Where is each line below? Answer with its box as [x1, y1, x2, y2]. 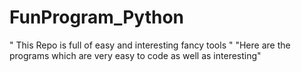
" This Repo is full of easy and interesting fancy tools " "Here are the [9, 39, 291, 51]
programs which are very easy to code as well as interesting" [9, 49, 262, 61]
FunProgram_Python [9, 6, 185, 29]
